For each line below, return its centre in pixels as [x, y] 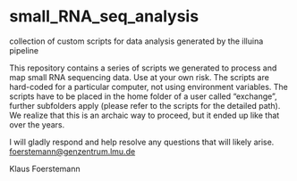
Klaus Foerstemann [45, 169]
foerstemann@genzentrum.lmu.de [72, 151]
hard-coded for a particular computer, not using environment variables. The [148, 86]
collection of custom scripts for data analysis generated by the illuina [136, 41]
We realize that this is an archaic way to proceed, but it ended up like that [144, 115]
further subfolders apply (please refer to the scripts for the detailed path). [145, 105]
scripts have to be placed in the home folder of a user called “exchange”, [143, 96]
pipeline [24, 50]
